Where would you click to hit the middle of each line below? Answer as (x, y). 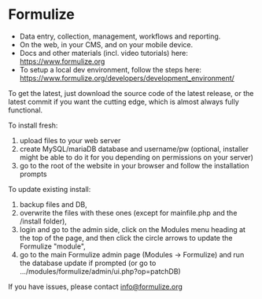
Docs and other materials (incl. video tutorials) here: (104, 53)
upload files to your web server (70, 140)
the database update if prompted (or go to (88, 263)
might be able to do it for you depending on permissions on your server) (136, 157)
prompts (33, 174)
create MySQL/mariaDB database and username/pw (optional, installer (134, 149)
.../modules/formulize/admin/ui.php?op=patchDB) (100, 271)
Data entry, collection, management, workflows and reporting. (120, 36)
